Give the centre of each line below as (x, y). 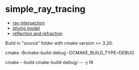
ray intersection (28, 23)
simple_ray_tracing (45, 9)
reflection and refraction (37, 33)
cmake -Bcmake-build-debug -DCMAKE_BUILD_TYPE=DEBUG (70, 53)
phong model (26, 28)
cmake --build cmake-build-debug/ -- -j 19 (49, 62)
